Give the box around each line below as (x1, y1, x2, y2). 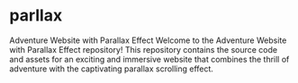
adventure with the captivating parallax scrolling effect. (9, 63, 214, 74)
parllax (9, 5, 63, 26)
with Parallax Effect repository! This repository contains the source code (9, 44, 277, 54)
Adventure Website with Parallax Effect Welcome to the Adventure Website (9, 35, 287, 46)
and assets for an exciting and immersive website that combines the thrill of (9, 54, 290, 64)
